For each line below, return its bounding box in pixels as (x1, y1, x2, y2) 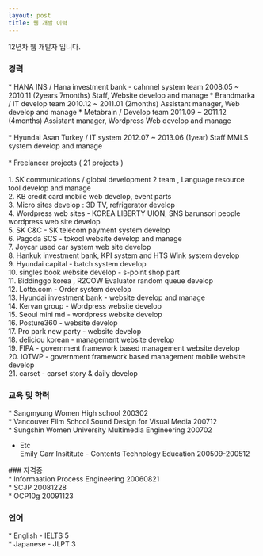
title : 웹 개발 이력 (8, 19, 68, 27)
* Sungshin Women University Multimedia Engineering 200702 (8, 425, 212, 435)
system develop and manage (8, 140, 103, 151)
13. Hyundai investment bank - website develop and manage (8, 293, 206, 302)
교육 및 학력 (8, 389, 50, 401)
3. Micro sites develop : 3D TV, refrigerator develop (8, 200, 176, 209)
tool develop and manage (8, 183, 91, 193)
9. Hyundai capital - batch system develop (8, 259, 147, 268)
